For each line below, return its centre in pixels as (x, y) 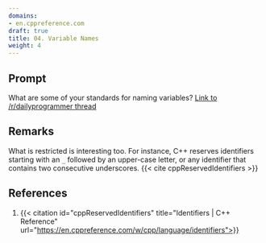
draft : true (28, 31)
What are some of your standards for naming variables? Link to (113, 97)
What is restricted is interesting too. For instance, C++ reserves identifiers (131, 150)
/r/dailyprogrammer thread (52, 106)
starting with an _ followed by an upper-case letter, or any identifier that (127, 159)
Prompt (27, 78)
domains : (23, 16)
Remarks (31, 132)
